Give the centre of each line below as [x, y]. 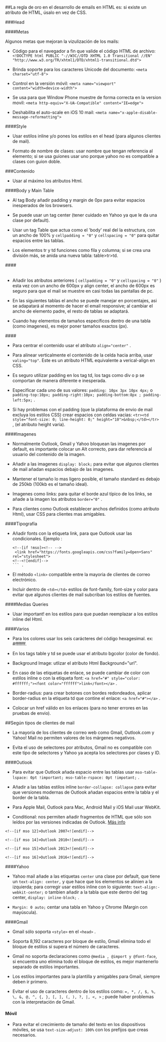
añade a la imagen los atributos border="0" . [57, 499]
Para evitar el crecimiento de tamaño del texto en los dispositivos [79, 1025]
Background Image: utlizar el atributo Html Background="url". [75, 663]
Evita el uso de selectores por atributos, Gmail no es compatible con [82, 747]
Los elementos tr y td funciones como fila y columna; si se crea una [81, 250]
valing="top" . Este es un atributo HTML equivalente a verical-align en [83, 360]
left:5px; [23, 400]
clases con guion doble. [37, 162]
